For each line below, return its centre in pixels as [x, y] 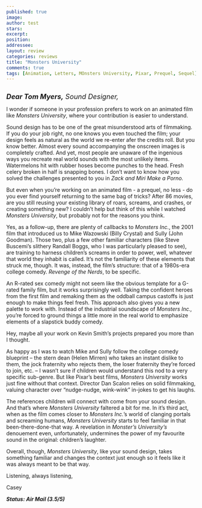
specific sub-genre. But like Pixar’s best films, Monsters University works [97, 377]
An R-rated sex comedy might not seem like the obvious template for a [94, 284]
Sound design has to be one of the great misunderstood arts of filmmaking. [99, 127]
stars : [14, 29]
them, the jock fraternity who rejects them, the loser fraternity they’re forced [101, 364]
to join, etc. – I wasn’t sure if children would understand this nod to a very [97, 371]
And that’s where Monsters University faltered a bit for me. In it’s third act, [97, 408]
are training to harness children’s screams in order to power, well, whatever [99, 252]
